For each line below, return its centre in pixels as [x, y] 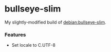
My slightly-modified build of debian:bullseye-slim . [55, 22]
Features [15, 35]
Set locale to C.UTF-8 [33, 45]
